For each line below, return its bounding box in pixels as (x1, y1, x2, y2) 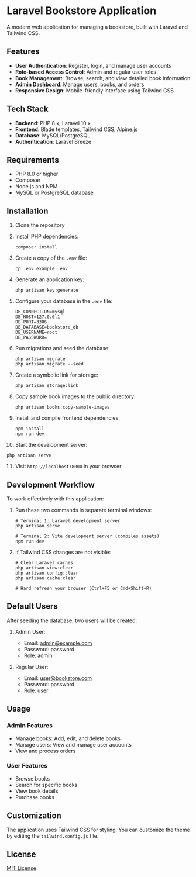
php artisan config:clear (15, 570, 78, 576)
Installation (6, 206, 49, 216)
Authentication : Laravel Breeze (15, 138, 92, 145)
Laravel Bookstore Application (6, 4, 157, 18)
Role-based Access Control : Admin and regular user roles (15, 68, 157, 75)
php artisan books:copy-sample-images (15, 405, 110, 410)
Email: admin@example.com (23, 639, 92, 647)
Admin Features (6, 721, 53, 730)
